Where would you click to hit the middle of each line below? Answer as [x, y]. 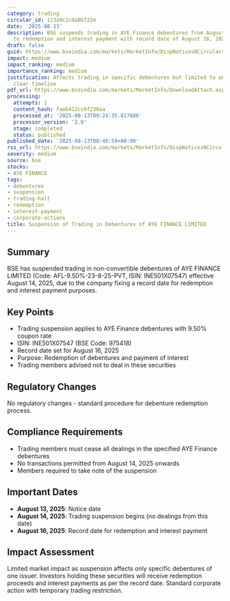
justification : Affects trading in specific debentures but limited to [111, 77]
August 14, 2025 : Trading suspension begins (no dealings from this [112, 516]
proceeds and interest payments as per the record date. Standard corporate [114, 583]
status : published [40, 135]
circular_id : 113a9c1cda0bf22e [52, 20]
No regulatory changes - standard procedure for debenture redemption [108, 403]
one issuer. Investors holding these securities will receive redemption [104, 576]
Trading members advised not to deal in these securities [97, 365]
